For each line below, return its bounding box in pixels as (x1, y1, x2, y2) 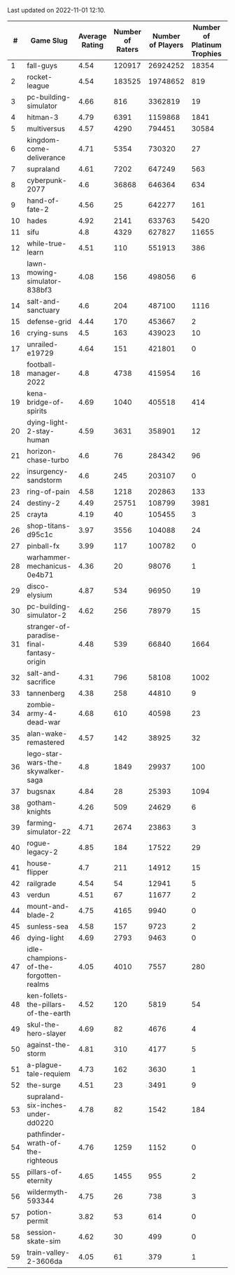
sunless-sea (27, 922, 69, 931)
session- (27, 1227, 57, 1237)
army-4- (27, 708, 57, 718)
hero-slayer (27, 1029, 66, 1038)
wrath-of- (27, 1138, 62, 1147)
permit (27, 1216, 49, 1226)
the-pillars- (27, 999, 66, 1009)
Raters (116, 45, 138, 54)
